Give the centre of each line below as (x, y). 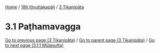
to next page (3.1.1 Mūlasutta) (34, 45)
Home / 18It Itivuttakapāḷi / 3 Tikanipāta (45, 7)
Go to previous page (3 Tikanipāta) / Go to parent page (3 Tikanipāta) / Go (80, 40)
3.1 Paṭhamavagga (43, 27)
